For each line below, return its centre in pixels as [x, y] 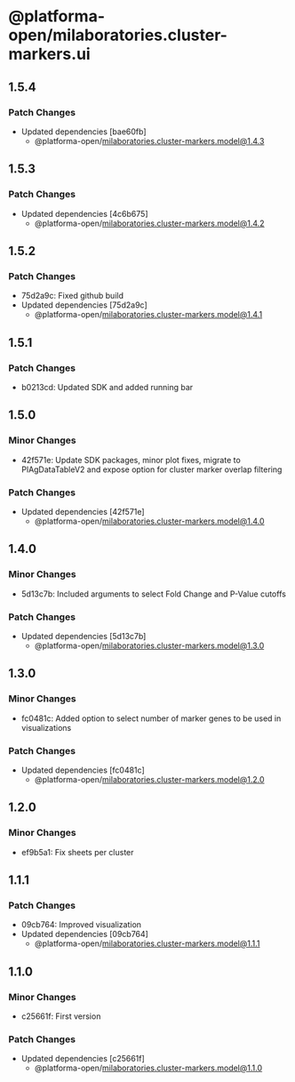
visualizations [46, 727]
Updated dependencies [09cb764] [84, 934]
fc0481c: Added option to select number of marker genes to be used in [151, 718]
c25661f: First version [61, 1016]
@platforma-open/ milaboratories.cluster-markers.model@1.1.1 [147, 943]
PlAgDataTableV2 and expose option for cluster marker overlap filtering [151, 469]
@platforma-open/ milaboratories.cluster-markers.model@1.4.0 [149, 521]
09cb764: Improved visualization [81, 925]
